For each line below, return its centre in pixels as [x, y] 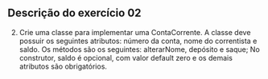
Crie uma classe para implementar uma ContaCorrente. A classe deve [135, 32]
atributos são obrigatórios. [63, 66]
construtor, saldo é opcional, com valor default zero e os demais [126, 57]
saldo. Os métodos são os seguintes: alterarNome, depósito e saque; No [140, 49]
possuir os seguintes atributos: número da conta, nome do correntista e [138, 41]
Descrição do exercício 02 [74, 13]
